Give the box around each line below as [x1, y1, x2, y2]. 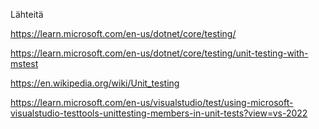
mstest [10, 58, 39, 69]
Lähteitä [10, 9, 44, 20]
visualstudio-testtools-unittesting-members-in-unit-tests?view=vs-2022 [10, 107, 308, 119]
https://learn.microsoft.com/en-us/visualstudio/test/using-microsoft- [10, 97, 294, 108]
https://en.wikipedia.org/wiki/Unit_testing [10, 77, 180, 89]
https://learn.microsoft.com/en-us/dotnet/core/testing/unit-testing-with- [10, 47, 309, 59]
